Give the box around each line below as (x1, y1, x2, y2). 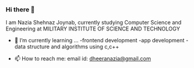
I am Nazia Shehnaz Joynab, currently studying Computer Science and (5, 19, 182, 26)
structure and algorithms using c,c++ (27, 43, 119, 50)
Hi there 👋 (5, 5, 36, 14)
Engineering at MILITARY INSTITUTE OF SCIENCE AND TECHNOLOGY (5, 25, 180, 32)
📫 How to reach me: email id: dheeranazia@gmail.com (14, 55, 151, 62)
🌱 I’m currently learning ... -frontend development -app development (14, 37, 185, 44)
